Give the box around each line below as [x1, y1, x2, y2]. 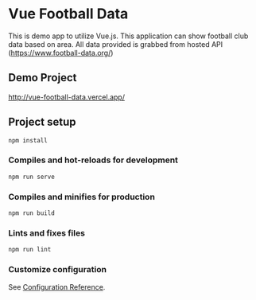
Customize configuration [8, 264, 107, 275]
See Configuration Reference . [8, 282, 106, 291]
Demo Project [8, 71, 77, 84]
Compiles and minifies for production [8, 191, 155, 202]
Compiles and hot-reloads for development [8, 154, 179, 166]
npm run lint [8, 246, 52, 254]
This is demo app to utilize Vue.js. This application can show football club [8, 31, 249, 41]
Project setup [8, 115, 77, 129]
